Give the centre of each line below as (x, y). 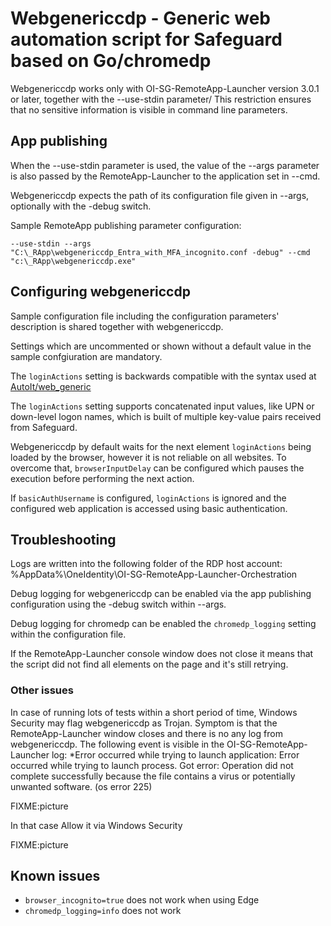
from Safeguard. (44, 427)
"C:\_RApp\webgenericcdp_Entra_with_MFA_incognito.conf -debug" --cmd (160, 252)
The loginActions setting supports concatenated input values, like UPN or (162, 406)
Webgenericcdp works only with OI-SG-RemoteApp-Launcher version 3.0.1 (165, 88)
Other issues (42, 690)
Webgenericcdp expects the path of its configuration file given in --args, (160, 195)
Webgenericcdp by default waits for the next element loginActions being (161, 446)
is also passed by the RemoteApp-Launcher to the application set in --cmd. (165, 176)
